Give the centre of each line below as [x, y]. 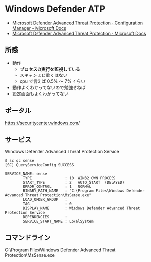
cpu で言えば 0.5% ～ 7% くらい [53, 81]
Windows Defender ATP [55, 9]
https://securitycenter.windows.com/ [43, 123]
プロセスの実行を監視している [50, 69]
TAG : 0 [47, 204]
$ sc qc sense [20, 161]
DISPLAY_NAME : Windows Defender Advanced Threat [81, 208]
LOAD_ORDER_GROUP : [45, 200]
